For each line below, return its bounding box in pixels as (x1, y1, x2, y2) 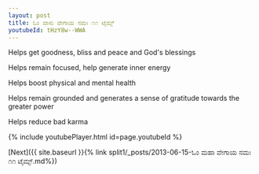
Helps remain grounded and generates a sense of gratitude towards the (8, 94, 240, 103)
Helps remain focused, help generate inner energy (8, 63, 171, 72)
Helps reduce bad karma (8, 117, 89, 127)
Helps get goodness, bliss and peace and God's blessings (8, 48, 196, 57)
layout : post (8, 11, 51, 20)
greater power (8, 102, 54, 111)
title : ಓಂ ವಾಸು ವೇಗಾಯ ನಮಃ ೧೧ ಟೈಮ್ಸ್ (8, 19, 115, 27)
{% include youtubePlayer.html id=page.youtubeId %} (8, 132, 183, 142)
